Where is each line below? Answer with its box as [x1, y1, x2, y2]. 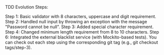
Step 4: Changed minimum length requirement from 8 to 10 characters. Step [5, 29, 159, 35]
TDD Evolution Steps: [5, 4, 48, 10]
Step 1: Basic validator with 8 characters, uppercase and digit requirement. [5, 14, 157, 19]
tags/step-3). [5, 45, 32, 50]
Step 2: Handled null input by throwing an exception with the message [5, 19, 147, 24]
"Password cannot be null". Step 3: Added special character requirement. [5, 24, 154, 30]
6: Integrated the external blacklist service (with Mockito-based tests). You [5, 34, 157, 40]
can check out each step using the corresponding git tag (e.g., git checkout [5, 39, 159, 45]
